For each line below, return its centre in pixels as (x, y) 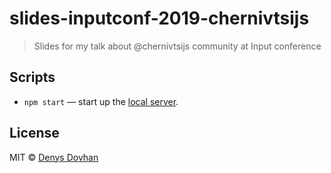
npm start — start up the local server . (101, 101)
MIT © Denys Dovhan (54, 157)
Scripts (32, 77)
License (34, 133)
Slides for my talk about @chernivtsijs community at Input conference (177, 46)
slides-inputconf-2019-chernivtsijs (159, 18)
